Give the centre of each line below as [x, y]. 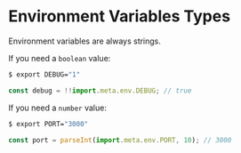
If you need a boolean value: [60, 58]
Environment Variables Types [120, 16]
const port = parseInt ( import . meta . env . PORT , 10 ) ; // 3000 [120, 140]
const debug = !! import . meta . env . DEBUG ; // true [100, 91]
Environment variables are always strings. [85, 41]
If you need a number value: [58, 108]
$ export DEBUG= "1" [44, 74]
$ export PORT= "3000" [48, 124]
